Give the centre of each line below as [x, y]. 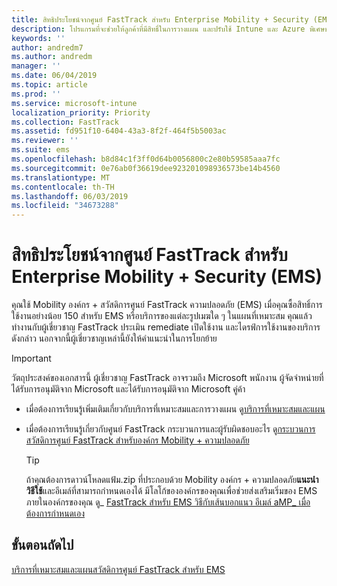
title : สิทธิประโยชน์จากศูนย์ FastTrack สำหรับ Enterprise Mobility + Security [160, 19]
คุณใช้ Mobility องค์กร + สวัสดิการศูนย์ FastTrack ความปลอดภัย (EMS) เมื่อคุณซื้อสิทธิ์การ [167, 305]
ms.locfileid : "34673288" [65, 206]
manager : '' [36, 66]
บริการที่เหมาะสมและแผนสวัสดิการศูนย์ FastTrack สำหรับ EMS [118, 569]
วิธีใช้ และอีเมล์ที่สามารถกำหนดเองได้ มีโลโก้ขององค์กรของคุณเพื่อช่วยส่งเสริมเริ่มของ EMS [171, 491]
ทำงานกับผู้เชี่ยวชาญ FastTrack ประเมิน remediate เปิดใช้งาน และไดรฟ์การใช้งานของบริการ [166, 327]
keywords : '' [38, 38]
